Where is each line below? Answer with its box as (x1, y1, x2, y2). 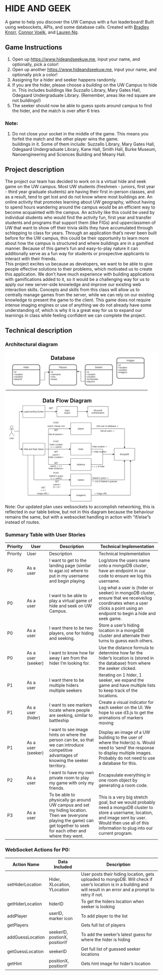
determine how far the (98, 650, 143, 655)
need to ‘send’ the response (98, 745, 154, 750)
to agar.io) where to (49, 568, 89, 573)
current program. (98, 830, 133, 836)
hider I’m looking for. (49, 660, 91, 666)
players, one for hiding (49, 630, 94, 636)
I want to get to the (49, 557, 87, 563)
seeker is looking (81, 903, 115, 910)
